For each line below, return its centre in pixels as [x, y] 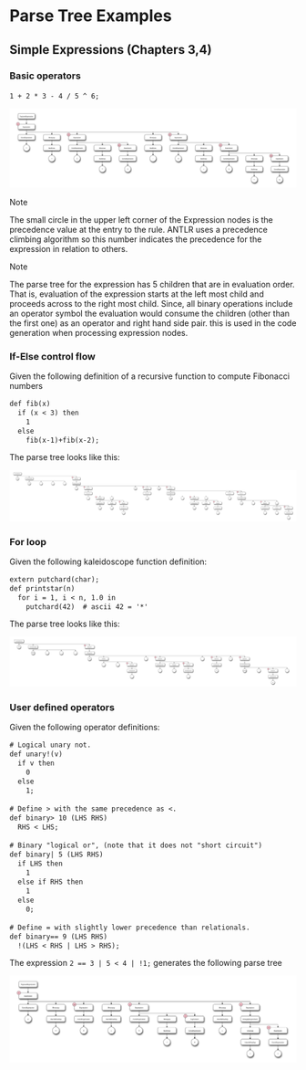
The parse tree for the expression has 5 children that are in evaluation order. [152, 284]
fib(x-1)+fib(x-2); [63, 440]
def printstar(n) [42, 589]
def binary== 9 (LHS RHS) [58, 937]
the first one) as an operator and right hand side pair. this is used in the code [153, 323]
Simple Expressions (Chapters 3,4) [111, 50]
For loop [28, 541]
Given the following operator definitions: [85, 728]
